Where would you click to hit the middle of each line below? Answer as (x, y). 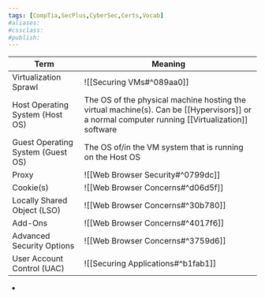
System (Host (37, 115)
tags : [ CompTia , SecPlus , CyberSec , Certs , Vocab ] (86, 15)
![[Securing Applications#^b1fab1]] (150, 263)
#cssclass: (26, 30)
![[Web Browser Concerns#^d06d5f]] (154, 188)
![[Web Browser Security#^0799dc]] (152, 175)
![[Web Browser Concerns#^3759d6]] (155, 241)
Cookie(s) (30, 188)
